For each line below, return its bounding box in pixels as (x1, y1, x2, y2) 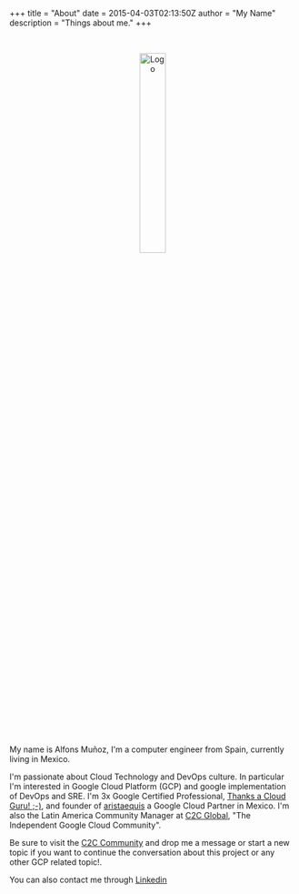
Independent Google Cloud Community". (9, 819, 162, 830)
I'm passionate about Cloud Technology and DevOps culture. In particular (9, 771, 284, 782)
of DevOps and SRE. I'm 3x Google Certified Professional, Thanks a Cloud (9, 791, 286, 801)
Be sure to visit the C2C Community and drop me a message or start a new (9, 838, 291, 848)
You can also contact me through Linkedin (9, 874, 167, 885)
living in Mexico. (9, 754, 71, 764)
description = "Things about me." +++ (9, 17, 152, 28)
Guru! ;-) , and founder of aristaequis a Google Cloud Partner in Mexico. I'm (9, 800, 290, 811)
